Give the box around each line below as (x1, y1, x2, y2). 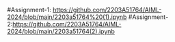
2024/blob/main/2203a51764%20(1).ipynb (7, 13, 127, 21)
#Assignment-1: (7, 6, 51, 14)
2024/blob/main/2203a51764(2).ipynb (7, 27, 115, 35)
